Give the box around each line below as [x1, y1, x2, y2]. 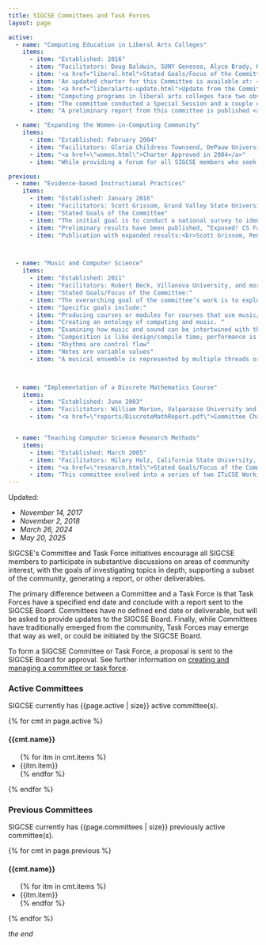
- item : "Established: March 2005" [28, 448, 147, 456]
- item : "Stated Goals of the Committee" [28, 209, 169, 217]
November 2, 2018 [19, 516, 81, 526]
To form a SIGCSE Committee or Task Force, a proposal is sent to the [8, 646, 234, 656]
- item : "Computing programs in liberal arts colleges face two [28, 92, 246, 100]
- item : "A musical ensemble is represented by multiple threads [28, 355, 249, 363]
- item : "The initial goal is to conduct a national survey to [28, 216, 243, 224]
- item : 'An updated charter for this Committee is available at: [28, 77, 253, 86]
